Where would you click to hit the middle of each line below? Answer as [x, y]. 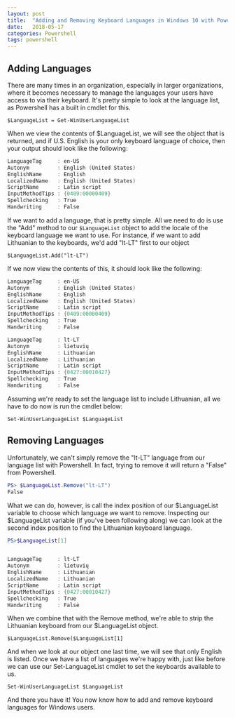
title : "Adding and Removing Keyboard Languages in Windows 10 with [111, 20]
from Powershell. [32, 472]
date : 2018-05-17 [36, 27]
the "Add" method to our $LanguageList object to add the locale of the [108, 227]
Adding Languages [49, 68]
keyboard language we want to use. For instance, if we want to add [104, 235]
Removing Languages [56, 440]
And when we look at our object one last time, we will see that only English [115, 652]
